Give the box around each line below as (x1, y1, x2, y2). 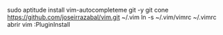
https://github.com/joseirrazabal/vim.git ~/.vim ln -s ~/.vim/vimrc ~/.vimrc (7, 13, 217, 21)
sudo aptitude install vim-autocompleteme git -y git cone (7, 6, 169, 14)
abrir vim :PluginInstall (7, 21, 70, 28)
